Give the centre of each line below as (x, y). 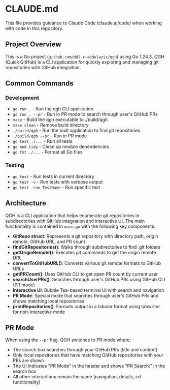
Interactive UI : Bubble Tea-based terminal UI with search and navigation (88, 290)
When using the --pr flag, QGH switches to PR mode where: (68, 340)
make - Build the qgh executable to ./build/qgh (60, 119)
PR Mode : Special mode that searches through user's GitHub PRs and (86, 295)
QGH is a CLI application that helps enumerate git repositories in (72, 215)
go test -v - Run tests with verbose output (58, 182)
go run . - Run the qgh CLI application (53, 109)
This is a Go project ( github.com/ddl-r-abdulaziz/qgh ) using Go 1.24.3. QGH (85, 56)
